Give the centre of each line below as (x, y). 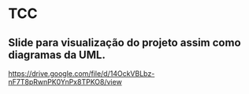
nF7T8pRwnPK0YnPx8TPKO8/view (65, 82)
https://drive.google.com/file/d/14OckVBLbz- (82, 74)
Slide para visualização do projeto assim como (125, 43)
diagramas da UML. (57, 54)
